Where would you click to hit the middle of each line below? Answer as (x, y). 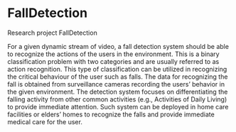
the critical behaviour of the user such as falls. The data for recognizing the (118, 77)
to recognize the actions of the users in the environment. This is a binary (113, 54)
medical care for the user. (45, 121)
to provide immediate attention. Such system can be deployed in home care (118, 106)
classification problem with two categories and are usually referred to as (113, 61)
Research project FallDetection (52, 33)
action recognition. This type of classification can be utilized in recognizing (117, 69)
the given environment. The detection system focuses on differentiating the (118, 92)
